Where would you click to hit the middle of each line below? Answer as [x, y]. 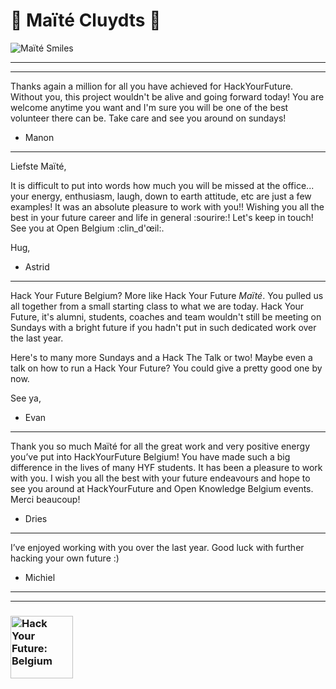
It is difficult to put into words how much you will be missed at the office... [162, 185]
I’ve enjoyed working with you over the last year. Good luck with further [157, 547]
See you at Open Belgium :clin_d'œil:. [87, 228]
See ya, [26, 398]
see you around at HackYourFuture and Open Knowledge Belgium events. [162, 488]
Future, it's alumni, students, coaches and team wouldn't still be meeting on [166, 316]
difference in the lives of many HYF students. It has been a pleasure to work [166, 467]
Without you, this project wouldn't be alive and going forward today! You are [167, 96]
